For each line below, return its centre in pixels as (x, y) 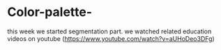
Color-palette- (50, 12)
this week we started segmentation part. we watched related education (109, 31)
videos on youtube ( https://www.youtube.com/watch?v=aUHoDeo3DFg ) (111, 38)
